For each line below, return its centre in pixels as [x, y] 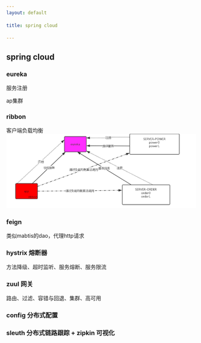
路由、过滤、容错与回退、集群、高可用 [54, 298]
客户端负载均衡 [25, 131]
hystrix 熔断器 [27, 253]
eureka [17, 74]
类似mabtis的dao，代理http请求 [45, 235]
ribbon [16, 116]
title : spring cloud [32, 25]
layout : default [26, 13]
